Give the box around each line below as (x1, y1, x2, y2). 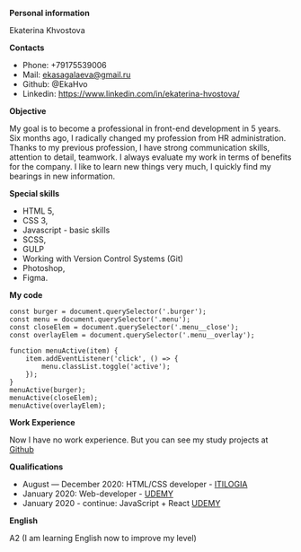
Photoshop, (22, 263, 66, 273)
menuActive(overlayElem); (9, 401, 106, 410)
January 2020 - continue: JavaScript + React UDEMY (22, 498, 221, 508)
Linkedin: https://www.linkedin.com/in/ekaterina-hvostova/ (22, 89, 240, 99)
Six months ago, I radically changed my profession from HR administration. (9, 133, 287, 143)
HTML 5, (22, 206, 55, 216)
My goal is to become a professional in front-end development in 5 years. (9, 123, 281, 134)
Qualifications (9, 461, 64, 472)
